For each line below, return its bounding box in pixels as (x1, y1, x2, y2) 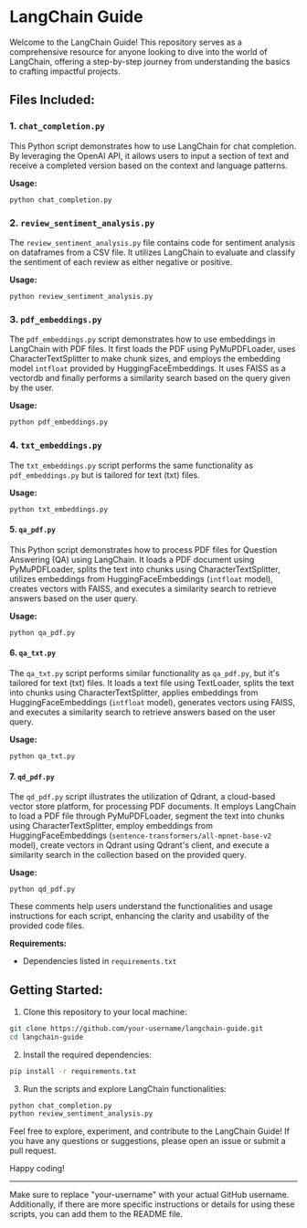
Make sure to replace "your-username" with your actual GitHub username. (9, 1190, 290, 1201)
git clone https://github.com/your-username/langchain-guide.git (9, 1023, 263, 1033)
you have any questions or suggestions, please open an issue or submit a (9, 1136, 286, 1147)
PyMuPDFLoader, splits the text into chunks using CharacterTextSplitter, (9, 564, 281, 575)
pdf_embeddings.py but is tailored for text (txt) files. (9, 469, 200, 481)
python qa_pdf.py (9, 628, 76, 637)
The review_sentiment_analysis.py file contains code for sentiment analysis (9, 237, 295, 248)
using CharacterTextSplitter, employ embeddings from (9, 820, 213, 831)
